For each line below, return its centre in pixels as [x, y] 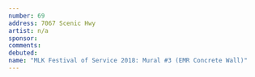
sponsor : [23, 38]
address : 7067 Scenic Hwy [52, 23]
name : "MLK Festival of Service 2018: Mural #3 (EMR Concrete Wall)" [128, 61]
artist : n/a [28, 30]
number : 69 [27, 16]
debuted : [23, 53]
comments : [25, 46]
